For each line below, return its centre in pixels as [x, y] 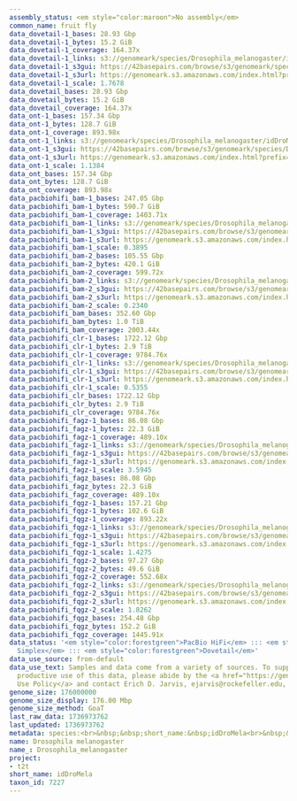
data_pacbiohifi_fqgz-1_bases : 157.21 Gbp [88, 503]
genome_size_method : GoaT [57, 709]
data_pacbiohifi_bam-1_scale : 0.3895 [79, 248]
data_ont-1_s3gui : [43, 149]
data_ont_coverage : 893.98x [61, 190]
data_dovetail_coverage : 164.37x [71, 108]
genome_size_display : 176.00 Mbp [71, 700]
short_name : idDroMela [51, 774]
